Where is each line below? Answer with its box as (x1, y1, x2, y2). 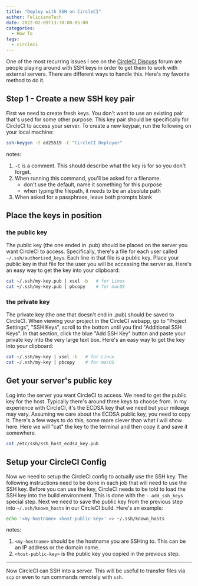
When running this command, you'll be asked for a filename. (14, 174, 161, 182)
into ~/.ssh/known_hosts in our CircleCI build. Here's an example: (6, 504, 163, 511)
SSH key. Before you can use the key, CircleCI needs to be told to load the (6, 485, 186, 493)
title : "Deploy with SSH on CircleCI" (6, 8, 101, 15)
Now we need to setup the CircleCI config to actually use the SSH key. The (6, 472, 188, 480)
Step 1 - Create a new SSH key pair (6, 94, 136, 104)
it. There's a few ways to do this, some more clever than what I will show (6, 416, 183, 423)
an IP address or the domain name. (14, 544, 100, 551)
